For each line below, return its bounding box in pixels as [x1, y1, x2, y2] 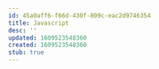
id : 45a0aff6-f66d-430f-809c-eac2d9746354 [8, 11, 151, 20]
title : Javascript [8, 19, 69, 27]
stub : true [8, 48, 45, 56]
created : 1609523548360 [8, 41, 87, 49]
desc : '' [8, 26, 37, 34]
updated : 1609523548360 [8, 33, 87, 42]
